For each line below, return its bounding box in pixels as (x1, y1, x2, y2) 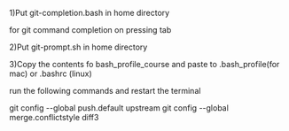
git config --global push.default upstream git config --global (9, 103, 229, 113)
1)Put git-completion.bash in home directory (9, 8, 170, 18)
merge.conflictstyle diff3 (9, 112, 99, 122)
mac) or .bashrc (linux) (9, 68, 93, 79)
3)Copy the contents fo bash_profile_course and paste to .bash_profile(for (9, 59, 280, 69)
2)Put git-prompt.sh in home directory (9, 42, 148, 52)
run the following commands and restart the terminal (9, 86, 201, 96)
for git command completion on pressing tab (9, 25, 172, 35)
